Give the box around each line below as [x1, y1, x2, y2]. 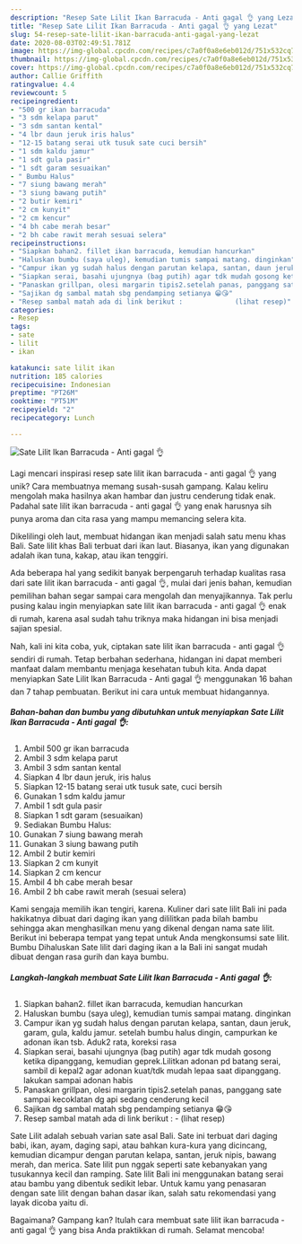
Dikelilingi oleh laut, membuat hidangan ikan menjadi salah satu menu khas [10, 531, 286, 542]
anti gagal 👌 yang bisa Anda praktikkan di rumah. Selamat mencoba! [10, 1224, 265, 1235]
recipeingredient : [10, 96, 79, 106]
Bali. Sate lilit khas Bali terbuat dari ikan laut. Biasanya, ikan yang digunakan [10, 540, 289, 551]
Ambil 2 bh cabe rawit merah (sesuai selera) [22, 886, 187, 896]
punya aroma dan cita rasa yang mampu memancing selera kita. [10, 513, 247, 524]
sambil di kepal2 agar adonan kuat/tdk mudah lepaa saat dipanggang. [22, 1065, 281, 1076]
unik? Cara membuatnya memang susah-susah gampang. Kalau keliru [10, 481, 269, 491]
